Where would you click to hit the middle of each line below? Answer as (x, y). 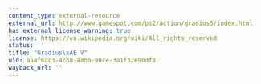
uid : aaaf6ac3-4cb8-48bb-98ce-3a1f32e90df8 (82, 61)
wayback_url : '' (35, 68)
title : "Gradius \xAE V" (48, 53)
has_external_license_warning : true (69, 30)
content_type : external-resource (64, 16)
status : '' (27, 46)
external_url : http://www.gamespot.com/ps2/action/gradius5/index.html (130, 23)
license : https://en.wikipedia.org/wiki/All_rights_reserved (113, 38)
